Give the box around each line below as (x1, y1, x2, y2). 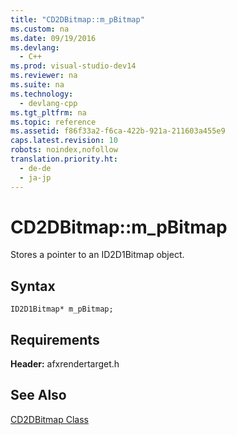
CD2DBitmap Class (10, 413, 89, 425)
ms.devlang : (10, 42, 60, 53)
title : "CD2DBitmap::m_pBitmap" (10, 14, 145, 25)
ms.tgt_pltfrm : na (10, 107, 87, 118)
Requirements (10, 331, 100, 348)
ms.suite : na (10, 80, 65, 90)
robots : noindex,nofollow (10, 145, 118, 155)
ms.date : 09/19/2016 (10, 33, 97, 43)
